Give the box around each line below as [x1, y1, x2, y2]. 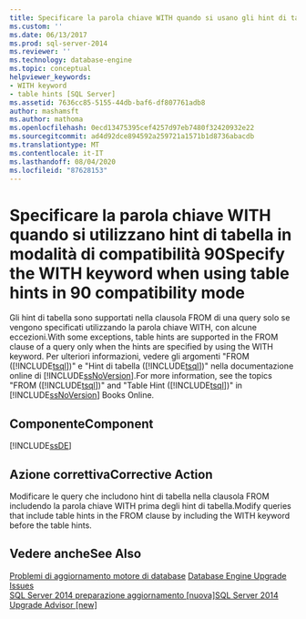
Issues [9, 580, 35, 591]
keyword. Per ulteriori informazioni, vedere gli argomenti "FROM [9, 351, 250, 362]
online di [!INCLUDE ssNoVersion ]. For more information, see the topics [9, 370, 273, 381]
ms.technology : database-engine [9, 56, 132, 65]
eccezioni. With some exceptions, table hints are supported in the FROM [9, 331, 279, 342]
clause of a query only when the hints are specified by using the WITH [9, 341, 274, 352]
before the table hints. [9, 520, 93, 531]
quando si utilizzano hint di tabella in [9, 224, 292, 245]
